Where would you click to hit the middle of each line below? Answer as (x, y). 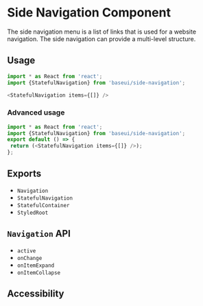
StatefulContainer (43, 205)
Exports (24, 174)
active (26, 251)
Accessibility (36, 294)
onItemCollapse (39, 272)
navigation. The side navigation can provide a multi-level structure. (101, 38)
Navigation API (39, 234)
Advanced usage (36, 113)
